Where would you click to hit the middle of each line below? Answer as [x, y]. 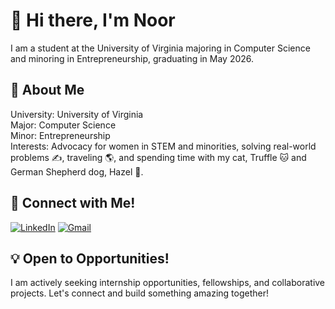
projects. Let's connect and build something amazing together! [139, 293]
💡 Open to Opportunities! [90, 258]
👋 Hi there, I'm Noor [93, 20]
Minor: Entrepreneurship [60, 135]
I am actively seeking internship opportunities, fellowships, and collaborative [168, 283]
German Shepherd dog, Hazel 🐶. [77, 171]
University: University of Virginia [77, 114]
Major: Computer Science [63, 125]
